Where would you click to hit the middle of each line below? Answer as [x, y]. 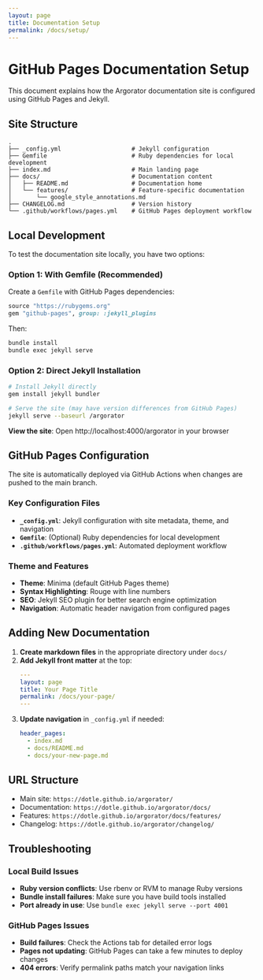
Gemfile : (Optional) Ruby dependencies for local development [120, 537]
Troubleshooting [50, 849]
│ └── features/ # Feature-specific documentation [126, 191]
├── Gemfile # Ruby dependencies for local [121, 156]
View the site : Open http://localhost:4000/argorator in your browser [119, 431]
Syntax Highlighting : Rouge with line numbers [95, 591]
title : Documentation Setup [54, 23]
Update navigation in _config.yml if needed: [92, 719]
